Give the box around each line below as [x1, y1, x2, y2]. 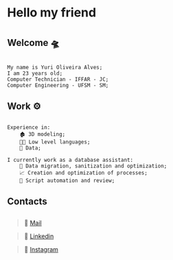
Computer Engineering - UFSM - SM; [7, 82, 109, 88]
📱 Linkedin [23, 232, 54, 241]
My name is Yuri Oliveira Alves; [7, 64, 103, 71]
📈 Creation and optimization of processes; [19, 169, 148, 176]
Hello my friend [7, 5, 97, 21]
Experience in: [7, 123, 51, 131]
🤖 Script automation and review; [19, 177, 115, 184]
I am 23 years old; [7, 70, 63, 77]
